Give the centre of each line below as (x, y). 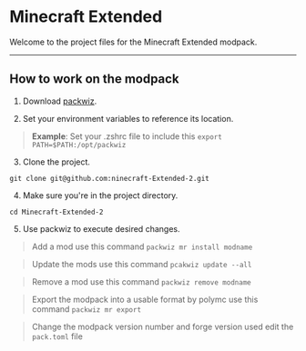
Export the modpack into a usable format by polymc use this (145, 299)
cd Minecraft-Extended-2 (56, 212)
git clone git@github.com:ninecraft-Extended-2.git (109, 178)
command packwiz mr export (87, 309)
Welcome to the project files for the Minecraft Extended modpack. (133, 42)
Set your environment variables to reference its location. (128, 118)
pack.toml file (57, 336)
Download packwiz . (60, 101)
